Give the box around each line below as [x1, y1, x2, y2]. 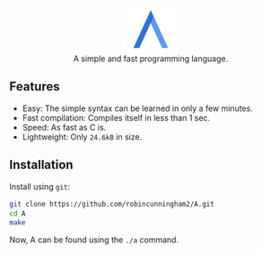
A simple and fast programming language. [73, 54, 229, 63]
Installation [9, 157, 74, 173]
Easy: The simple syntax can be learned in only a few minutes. [22, 103, 253, 114]
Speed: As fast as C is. [22, 122, 107, 132]
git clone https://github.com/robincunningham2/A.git [9, 199, 215, 208]
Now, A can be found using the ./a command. [9, 234, 179, 245]
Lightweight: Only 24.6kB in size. [22, 131, 143, 142]
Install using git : [9, 181, 71, 191]
